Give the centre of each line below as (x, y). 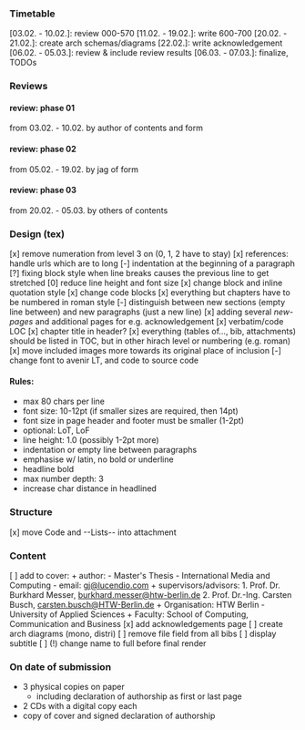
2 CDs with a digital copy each (80, 706)
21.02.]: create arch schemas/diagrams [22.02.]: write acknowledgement (146, 43)
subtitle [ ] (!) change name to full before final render (108, 643)
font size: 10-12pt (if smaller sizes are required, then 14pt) (130, 411)
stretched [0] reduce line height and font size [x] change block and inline (146, 283)
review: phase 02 (43, 149)
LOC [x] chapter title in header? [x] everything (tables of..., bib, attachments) (153, 332)
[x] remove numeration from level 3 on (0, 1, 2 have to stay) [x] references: (149, 254)
